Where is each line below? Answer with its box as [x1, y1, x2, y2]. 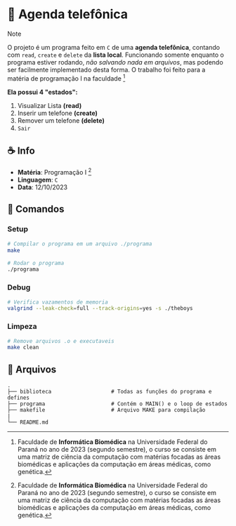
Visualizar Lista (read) [17, 101, 82, 109]
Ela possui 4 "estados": [7, 88, 78, 96]
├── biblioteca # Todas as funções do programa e [7, 389, 212, 396]
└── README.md [7, 419, 49, 426]
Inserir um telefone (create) [17, 109, 98, 117]
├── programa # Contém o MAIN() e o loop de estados [7, 400, 228, 407]
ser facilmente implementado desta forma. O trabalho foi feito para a [7, 65, 206, 74]
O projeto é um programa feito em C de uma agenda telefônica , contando [7, 43, 220, 51]
